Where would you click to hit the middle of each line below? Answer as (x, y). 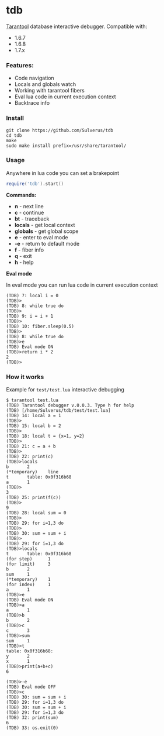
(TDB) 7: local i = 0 (32, 295)
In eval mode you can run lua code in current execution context (82, 285)
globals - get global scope (46, 231)
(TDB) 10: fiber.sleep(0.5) (40, 326)
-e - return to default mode (47, 243)
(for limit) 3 (28, 564)
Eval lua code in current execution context (65, 97)
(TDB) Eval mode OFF (31, 687)
